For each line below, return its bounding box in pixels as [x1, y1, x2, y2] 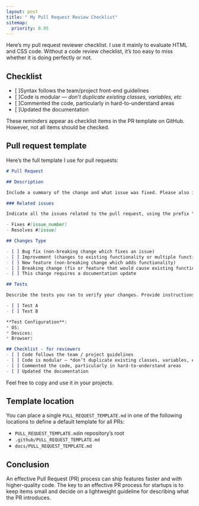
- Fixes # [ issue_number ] [6, 222, 68, 228]
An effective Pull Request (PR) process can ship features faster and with [6, 475, 182, 482]
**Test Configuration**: [6, 319, 68, 325]
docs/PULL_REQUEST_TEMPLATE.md [14, 443, 92, 450]
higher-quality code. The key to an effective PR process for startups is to [6, 482, 184, 489]
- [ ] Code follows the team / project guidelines [6, 352, 134, 358]
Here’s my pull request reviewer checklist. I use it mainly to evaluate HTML [6, 42, 188, 49]
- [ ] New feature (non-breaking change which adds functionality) [6, 259, 176, 266]
